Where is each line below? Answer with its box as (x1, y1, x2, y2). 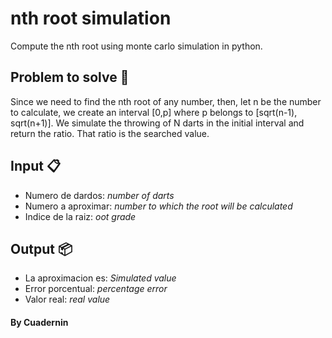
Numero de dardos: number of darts (24, 189, 175, 201)
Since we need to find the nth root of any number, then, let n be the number (10, 95, 322, 107)
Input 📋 (10, 158, 62, 175)
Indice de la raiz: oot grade (24, 210, 137, 222)
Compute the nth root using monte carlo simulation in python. (10, 40, 263, 52)
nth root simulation (10, 7, 172, 30)
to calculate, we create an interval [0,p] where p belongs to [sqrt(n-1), (10, 106, 298, 118)
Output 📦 (10, 240, 73, 257)
